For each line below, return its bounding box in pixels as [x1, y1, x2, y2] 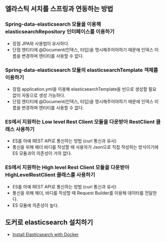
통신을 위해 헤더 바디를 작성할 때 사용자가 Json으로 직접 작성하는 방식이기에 [12, 144, 159, 150]
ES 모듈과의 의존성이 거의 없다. [12, 150, 72, 156]
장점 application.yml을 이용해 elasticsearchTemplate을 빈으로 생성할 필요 [12, 86, 157, 92]
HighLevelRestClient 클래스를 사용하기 [5, 172, 96, 179]
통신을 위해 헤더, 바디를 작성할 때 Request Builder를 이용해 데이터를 [12, 190, 144, 196]
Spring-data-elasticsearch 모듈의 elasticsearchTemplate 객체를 [5, 66, 159, 73]
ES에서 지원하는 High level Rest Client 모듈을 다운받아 [5, 164, 130, 171]
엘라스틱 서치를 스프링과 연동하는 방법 [5, 4, 113, 13]
